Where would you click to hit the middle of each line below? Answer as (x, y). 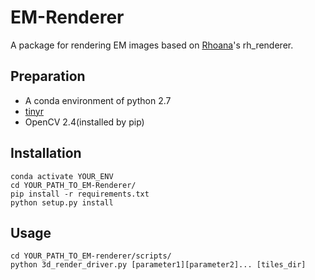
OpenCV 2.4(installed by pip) (84, 122)
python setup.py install (62, 202)
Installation (46, 153)
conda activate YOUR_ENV (62, 176)
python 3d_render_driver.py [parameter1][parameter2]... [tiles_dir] (158, 265)
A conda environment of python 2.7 (98, 100)
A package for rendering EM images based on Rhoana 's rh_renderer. (152, 45)
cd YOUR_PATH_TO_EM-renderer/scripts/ (91, 256)
